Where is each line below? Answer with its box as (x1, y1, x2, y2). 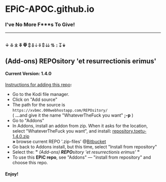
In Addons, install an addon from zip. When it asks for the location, (12, 123, 148, 129)
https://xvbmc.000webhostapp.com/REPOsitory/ (12, 108, 108, 113)
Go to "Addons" (12, 118, 44, 124)
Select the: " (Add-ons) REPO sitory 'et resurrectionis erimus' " (12, 149, 140, 155)
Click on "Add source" (12, 96, 58, 102)
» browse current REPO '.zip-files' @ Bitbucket (12, 138, 106, 144)
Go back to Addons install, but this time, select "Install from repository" (12, 144, 157, 150)
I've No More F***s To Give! (5, 21, 75, 28)
